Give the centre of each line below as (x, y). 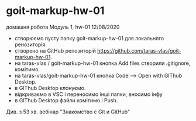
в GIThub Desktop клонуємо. (50, 88)
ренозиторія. (30, 44)
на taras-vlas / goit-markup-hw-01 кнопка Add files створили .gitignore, (102, 63)
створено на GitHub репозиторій (55, 50)
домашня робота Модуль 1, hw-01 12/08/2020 (63, 27)
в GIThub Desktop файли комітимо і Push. (66, 100)
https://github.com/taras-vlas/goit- (139, 50)
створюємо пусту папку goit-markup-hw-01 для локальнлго (89, 38)
